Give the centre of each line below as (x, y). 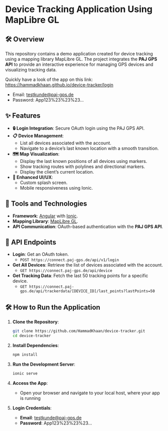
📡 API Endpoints (31, 242)
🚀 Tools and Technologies (46, 204)
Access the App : (30, 383)
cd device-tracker (32, 336)
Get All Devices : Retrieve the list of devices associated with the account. (88, 265)
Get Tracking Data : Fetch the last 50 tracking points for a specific (80, 276)
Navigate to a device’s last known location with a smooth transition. (89, 148)
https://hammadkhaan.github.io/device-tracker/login (59, 85)
